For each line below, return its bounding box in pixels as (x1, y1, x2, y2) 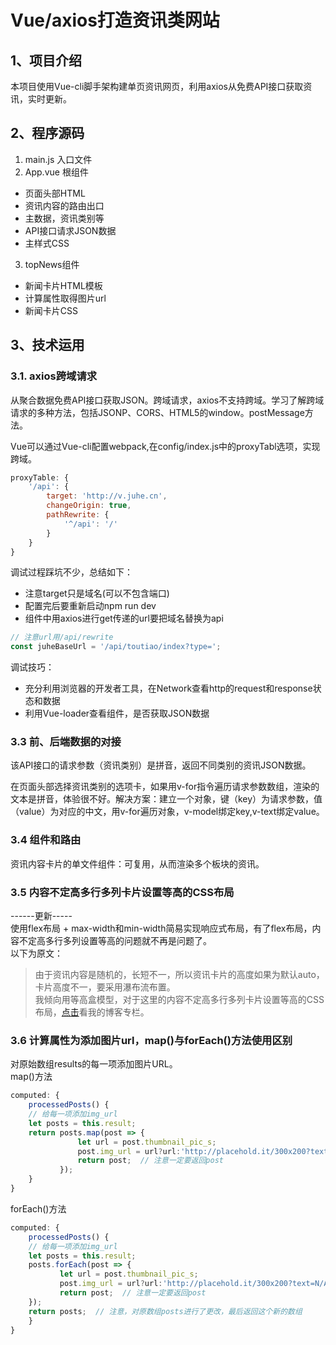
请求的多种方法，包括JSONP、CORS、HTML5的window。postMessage (10, 406, 305, 418)
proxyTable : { (10, 472, 70, 483)
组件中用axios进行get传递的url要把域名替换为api (24, 612, 224, 625)
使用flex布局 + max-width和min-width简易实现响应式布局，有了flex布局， (10, 922, 313, 935)
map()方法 (10, 1071, 53, 1083)
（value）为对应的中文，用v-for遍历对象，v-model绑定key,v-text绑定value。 (10, 806, 325, 818)
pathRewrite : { (46, 510, 110, 520)
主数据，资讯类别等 (24, 212, 105, 224)
